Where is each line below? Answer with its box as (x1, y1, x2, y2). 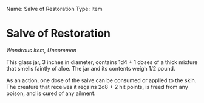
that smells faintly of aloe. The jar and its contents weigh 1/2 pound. (6, 65, 175, 72)
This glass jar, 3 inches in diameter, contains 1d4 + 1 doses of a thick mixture (6, 58, 198, 66)
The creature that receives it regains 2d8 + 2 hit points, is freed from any (6, 83, 188, 90)
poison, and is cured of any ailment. (6, 90, 96, 97)
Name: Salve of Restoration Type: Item (6, 5, 103, 12)
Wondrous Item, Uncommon (6, 46, 77, 54)
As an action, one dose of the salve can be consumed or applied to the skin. (6, 76, 197, 84)
